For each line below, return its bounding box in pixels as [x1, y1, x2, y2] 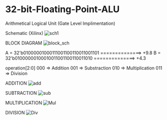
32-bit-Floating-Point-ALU [5, 4, 120, 15]
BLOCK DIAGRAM [5, 39, 42, 46]
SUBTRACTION [5, 90, 37, 96]
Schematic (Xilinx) [5, 30, 44, 36]
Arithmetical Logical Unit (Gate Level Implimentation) [5, 20, 116, 26]
